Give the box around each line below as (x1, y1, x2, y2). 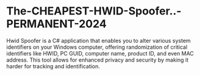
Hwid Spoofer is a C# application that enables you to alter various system (6, 37, 191, 44)
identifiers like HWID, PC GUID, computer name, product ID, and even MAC (6, 49, 194, 57)
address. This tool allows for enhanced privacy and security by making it (6, 56, 189, 63)
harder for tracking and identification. (6, 62, 101, 70)
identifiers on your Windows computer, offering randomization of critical (6, 43, 188, 51)
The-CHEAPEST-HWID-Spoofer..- (6, 4, 182, 18)
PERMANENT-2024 (6, 17, 107, 31)
